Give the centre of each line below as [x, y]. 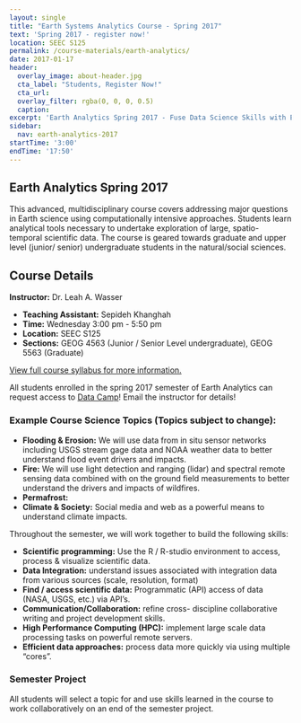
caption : [34, 110]
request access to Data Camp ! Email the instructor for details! [123, 397]
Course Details [52, 275]
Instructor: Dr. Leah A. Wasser [66, 297]
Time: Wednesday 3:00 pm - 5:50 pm [92, 324]
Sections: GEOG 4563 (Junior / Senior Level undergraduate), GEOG [147, 343]
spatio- [246, 228]
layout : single [38, 18]
